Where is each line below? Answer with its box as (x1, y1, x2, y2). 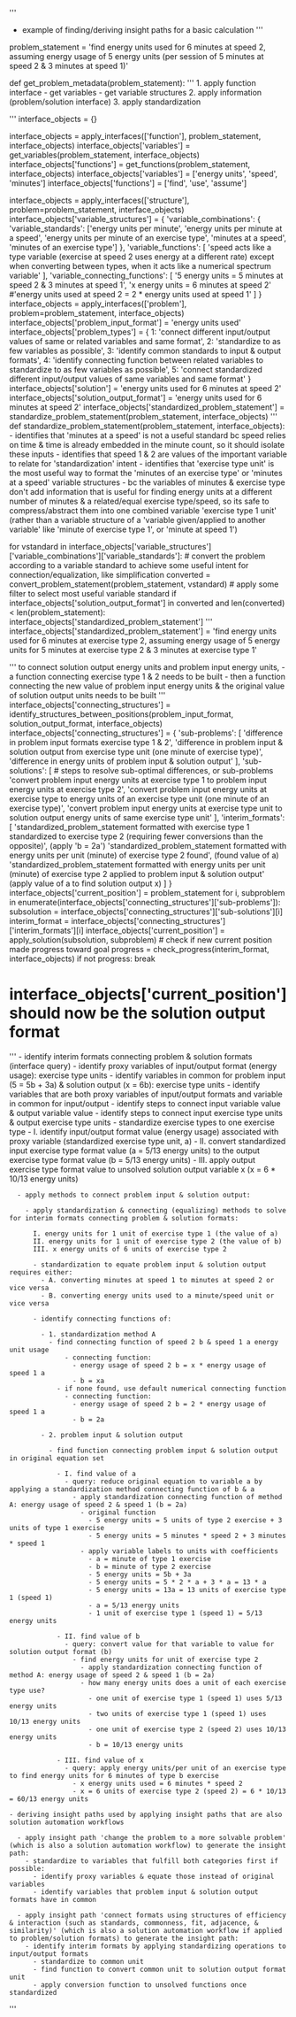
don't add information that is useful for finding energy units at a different (9, 487, 272, 497)
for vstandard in (9, 542, 68, 551)
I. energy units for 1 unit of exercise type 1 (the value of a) (32, 1229, 278, 1238)
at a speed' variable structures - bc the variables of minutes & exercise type (9, 477, 285, 488)
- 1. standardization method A (41, 1329, 156, 1339)
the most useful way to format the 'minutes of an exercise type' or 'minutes (9, 468, 283, 478)
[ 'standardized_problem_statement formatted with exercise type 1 (9, 822, 250, 832)
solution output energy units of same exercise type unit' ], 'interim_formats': (9, 812, 285, 822)
